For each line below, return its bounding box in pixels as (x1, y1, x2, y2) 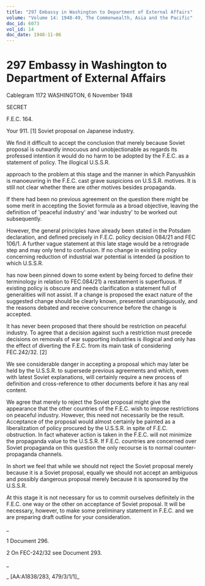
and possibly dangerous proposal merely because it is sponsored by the (6, 476, 188, 483)
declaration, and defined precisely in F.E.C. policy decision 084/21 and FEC (6, 234, 196, 241)
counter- (174, 444, 196, 452)
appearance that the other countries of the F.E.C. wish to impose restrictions (6, 405, 199, 412)
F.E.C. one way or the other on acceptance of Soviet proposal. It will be (6, 501, 185, 508)
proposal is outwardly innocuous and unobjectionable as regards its (6, 145, 177, 153)
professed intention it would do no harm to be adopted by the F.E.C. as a (6, 152, 189, 160)
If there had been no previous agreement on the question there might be (6, 196, 188, 203)
